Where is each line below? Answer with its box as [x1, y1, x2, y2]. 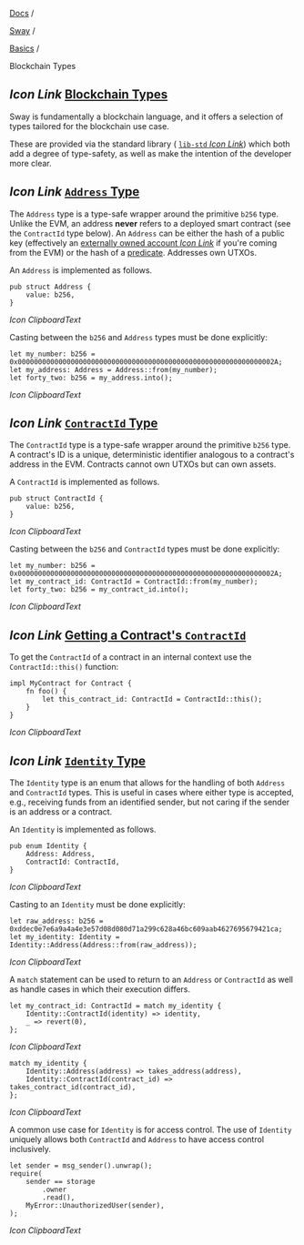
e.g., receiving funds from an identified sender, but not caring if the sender [9, 796, 290, 808]
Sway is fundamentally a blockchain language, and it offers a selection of [9, 111, 284, 122]
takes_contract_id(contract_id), [9, 1083, 137, 1092]
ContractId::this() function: [9, 662, 119, 673]
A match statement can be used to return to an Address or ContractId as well [9, 974, 294, 986]
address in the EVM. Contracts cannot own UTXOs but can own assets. [9, 459, 277, 470]
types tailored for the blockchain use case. [9, 120, 170, 131]
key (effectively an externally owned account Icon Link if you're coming [9, 237, 278, 248]
